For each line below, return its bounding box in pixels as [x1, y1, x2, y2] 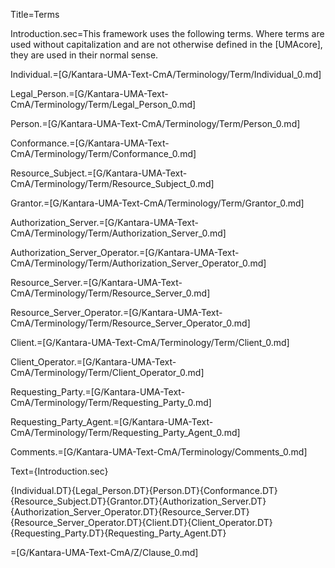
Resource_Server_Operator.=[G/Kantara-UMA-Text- [10, 307, 223, 318]
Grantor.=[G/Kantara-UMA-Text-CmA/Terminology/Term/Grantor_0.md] [10, 197, 305, 209]
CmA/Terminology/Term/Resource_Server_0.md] [10, 287, 211, 299]
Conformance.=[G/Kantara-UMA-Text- [10, 137, 170, 149]
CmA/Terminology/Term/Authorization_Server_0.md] [10, 227, 227, 239]
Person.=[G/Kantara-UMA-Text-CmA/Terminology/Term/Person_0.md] [10, 118, 301, 129]
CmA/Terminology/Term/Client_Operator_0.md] [10, 367, 205, 378]
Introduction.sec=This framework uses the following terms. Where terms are [10, 28, 325, 39]
